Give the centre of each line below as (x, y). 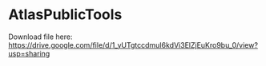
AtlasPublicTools (65, 15)
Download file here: (41, 37)
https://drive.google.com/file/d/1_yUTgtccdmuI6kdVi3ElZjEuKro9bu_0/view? (133, 45)
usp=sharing (29, 53)
